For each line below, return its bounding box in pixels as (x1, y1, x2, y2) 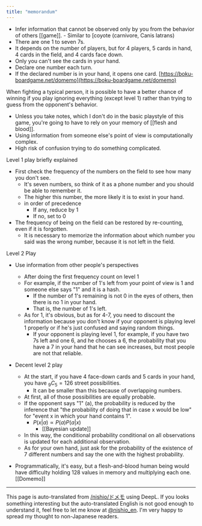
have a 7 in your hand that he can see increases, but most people (32, 343, 195, 350)
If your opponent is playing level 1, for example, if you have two (32, 330, 189, 337)
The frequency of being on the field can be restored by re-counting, (14, 219, 183, 226)
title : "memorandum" (6, 8, 58, 15)
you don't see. (14, 174, 51, 181)
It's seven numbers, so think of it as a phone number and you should (23, 180, 194, 188)
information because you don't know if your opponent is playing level (23, 317, 195, 325)
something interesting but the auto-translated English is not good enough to (6, 500, 194, 507)
